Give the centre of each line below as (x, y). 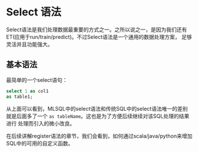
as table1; (20, 97)
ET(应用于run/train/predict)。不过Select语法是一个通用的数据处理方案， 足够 (99, 37)
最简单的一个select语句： (37, 80)
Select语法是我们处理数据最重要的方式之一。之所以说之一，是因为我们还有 (97, 29)
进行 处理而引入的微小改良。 (40, 123)
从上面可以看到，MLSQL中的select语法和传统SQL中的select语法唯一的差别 (97, 108)
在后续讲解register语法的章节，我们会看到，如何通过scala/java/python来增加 (99, 136)
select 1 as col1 (27, 91)
